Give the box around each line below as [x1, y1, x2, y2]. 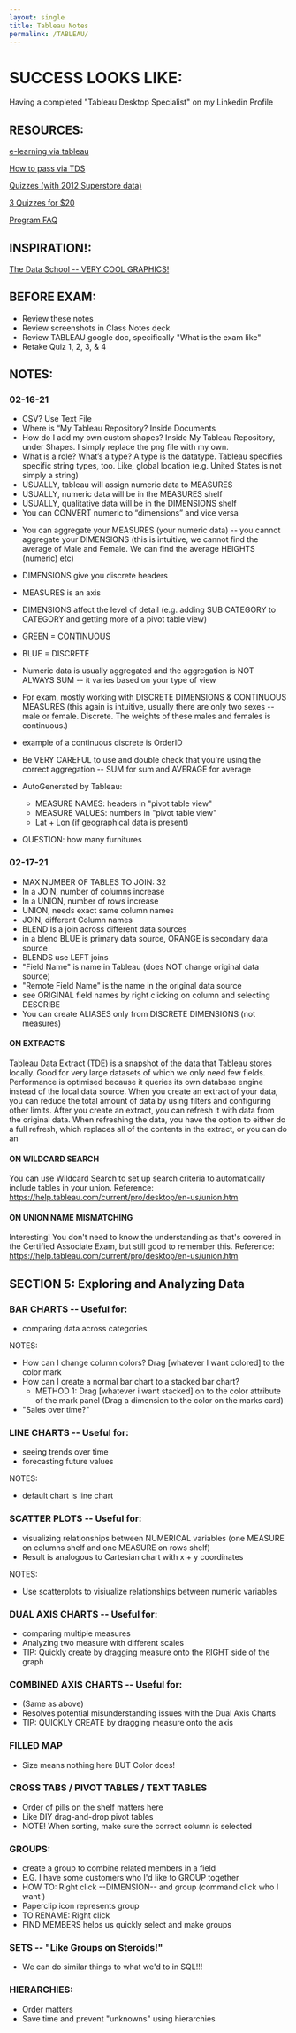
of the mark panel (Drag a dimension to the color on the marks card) [34, 1395, 285, 1406]
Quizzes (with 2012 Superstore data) [9, 181, 143, 191]
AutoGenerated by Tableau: [21, 781, 123, 792]
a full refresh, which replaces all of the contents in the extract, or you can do [9, 1123, 287, 1134]
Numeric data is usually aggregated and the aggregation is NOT [21, 665, 254, 676]
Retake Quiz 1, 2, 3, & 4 [21, 341, 107, 352]
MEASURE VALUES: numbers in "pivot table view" [34, 808, 217, 819]
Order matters [21, 2004, 73, 2014]
